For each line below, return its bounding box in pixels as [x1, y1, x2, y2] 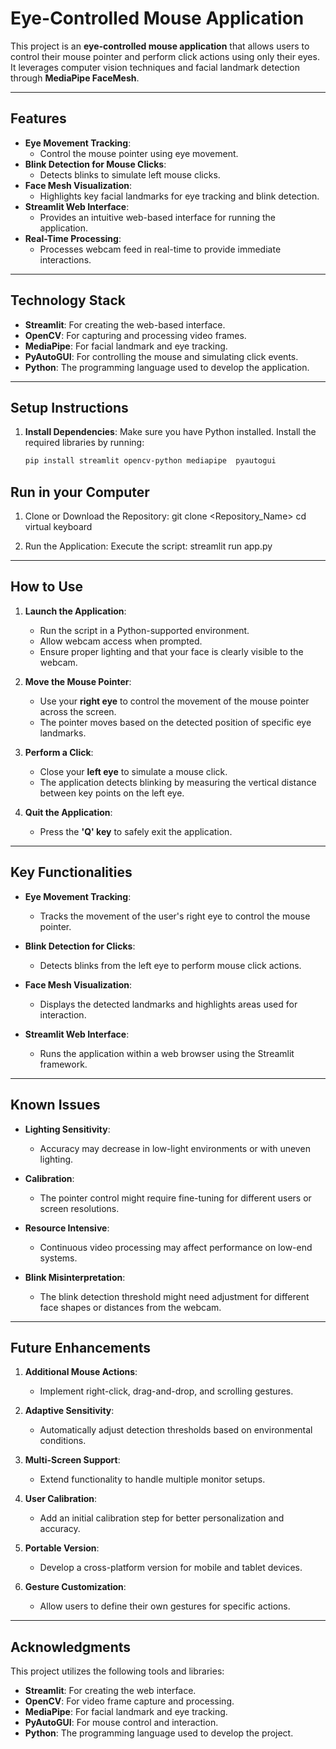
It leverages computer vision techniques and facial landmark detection [10, 61, 300, 73]
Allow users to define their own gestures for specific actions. [39, 1600, 291, 1612]
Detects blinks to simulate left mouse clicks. [39, 168, 221, 181]
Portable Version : [24, 1542, 100, 1554]
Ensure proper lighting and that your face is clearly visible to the [39, 645, 304, 657]
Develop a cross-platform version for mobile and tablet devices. [39, 1562, 303, 1574]
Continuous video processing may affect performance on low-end [39, 1241, 313, 1253]
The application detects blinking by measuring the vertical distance [39, 776, 317, 788]
